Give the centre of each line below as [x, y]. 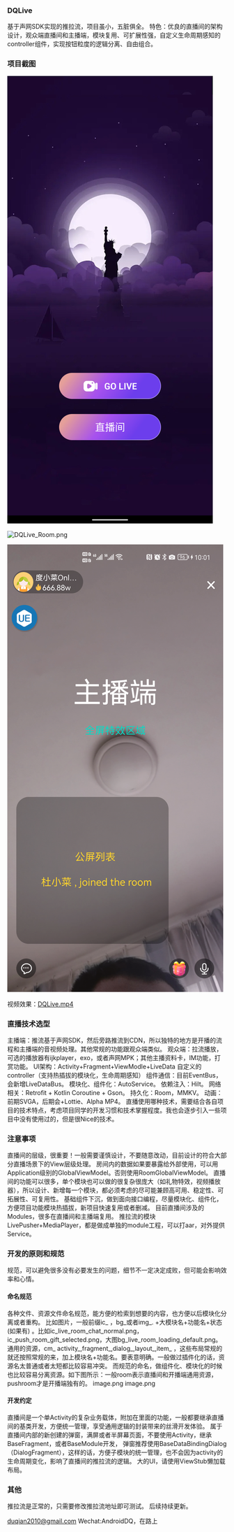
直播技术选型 [29, 1024]
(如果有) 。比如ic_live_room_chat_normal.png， [75, 1331]
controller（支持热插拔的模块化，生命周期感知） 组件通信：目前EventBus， [115, 1075]
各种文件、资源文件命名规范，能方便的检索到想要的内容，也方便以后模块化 [114, 1313]
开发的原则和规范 [36, 1254]
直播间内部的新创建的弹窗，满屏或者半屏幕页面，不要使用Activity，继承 [110, 1435]
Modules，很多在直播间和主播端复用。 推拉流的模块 [81, 1217]
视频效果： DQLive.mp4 [40, 1004]
